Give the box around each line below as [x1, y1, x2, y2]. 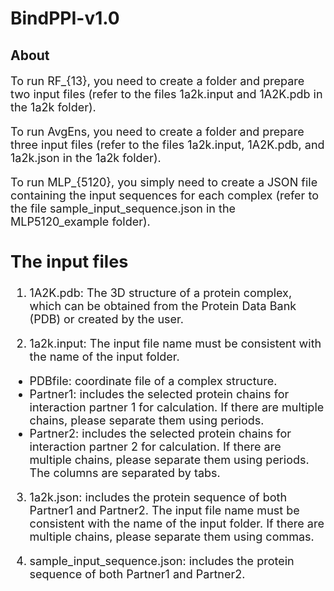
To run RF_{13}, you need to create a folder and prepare [10, 73, 305, 88]
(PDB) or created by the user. [29, 312, 184, 326]
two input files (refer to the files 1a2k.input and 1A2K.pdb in [10, 87, 323, 101]
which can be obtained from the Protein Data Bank [29, 298, 297, 313]
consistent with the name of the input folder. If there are [29, 516, 325, 531]
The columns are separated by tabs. [29, 465, 221, 480]
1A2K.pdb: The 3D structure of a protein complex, [29, 285, 293, 300]
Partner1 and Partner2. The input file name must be [29, 503, 300, 517]
